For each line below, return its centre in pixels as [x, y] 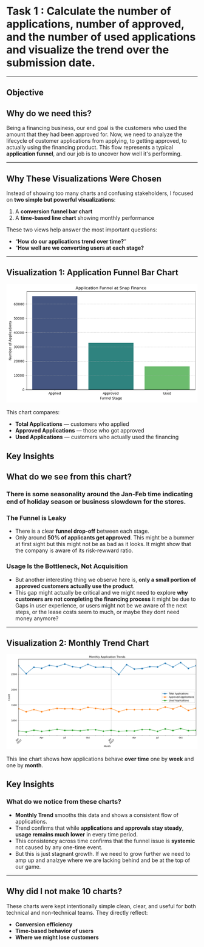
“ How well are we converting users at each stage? [80, 248]
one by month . [25, 765]
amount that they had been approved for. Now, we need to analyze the [94, 134]
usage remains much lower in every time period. [76, 834]
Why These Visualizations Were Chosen [84, 178]
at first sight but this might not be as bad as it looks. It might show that [103, 544]
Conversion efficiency [44, 924]
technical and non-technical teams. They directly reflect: [77, 912]
